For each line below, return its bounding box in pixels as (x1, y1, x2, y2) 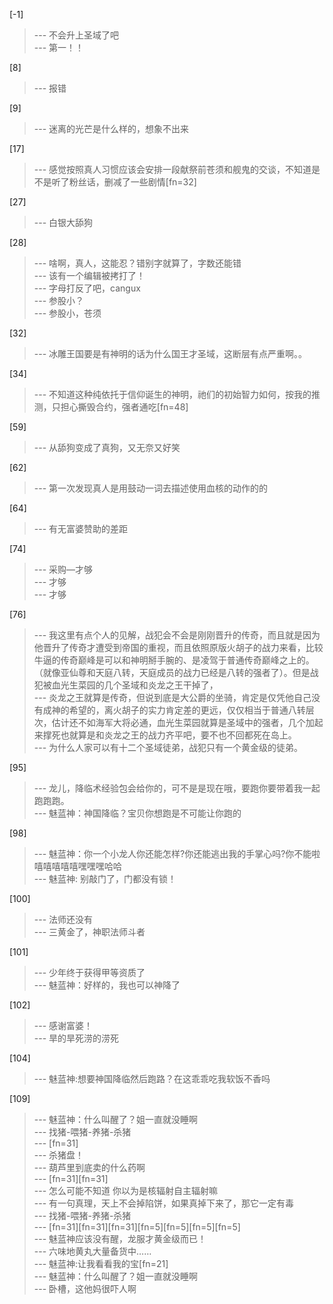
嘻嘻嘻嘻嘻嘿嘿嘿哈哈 (33, 860, 122, 872)
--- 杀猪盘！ (33, 1149, 85, 1161)
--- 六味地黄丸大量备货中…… (33, 1245, 152, 1257)
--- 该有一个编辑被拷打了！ (33, 270, 146, 281)
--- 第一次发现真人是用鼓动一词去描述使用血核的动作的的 (33, 482, 269, 494)
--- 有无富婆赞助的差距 (33, 523, 129, 534)
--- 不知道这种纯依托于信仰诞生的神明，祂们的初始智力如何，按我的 (33, 389, 312, 400)
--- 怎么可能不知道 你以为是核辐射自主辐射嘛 (33, 1185, 218, 1196)
